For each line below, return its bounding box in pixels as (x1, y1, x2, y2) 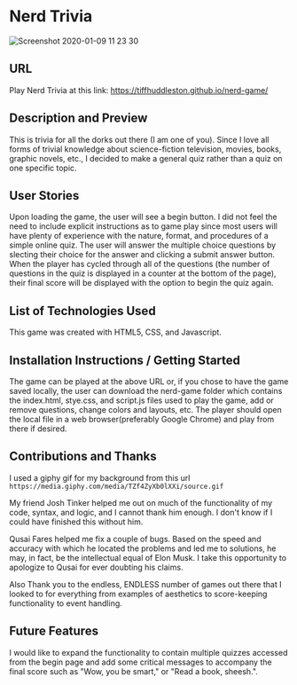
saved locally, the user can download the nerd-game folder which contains (9, 386, 283, 396)
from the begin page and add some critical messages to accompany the (9, 657, 272, 667)
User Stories (9, 188, 80, 203)
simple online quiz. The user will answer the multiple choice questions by (9, 240, 277, 250)
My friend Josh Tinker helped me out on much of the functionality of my (9, 497, 273, 508)
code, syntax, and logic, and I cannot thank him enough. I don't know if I (9, 507, 273, 517)
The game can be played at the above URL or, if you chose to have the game (9, 376, 289, 387)
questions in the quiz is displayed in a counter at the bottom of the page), (9, 268, 277, 279)
